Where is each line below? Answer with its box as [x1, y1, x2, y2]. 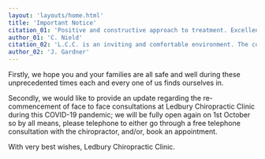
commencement [8, 102, 62, 111]
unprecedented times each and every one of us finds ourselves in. [8, 78, 224, 87]
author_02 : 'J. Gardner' [8, 48, 90, 56]
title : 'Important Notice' [8, 19, 97, 27]
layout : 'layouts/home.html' [8, 11, 104, 20]
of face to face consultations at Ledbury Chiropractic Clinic [62, 102, 256, 111]
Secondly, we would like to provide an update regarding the [8, 94, 202, 102]
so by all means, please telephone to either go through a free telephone [8, 119, 241, 128]
